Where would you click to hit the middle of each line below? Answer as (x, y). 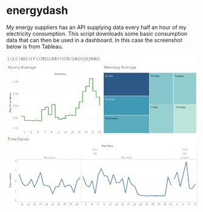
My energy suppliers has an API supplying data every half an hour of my (96, 27)
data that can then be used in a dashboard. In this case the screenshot (95, 40)
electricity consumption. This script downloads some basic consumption (97, 33)
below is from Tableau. (35, 47)
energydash (37, 11)
